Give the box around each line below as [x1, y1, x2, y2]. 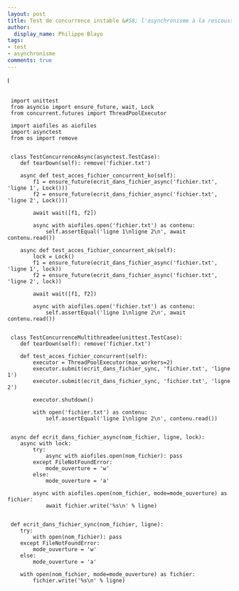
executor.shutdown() [33, 396, 94, 403]
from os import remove [10, 135, 78, 142]
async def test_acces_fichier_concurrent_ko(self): [20, 172, 176, 179]
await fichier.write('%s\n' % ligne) [45, 502, 158, 509]
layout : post [7, 10, 46, 18]
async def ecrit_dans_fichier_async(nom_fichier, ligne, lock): [10, 434, 205, 441]
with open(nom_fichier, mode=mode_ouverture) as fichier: [20, 570, 196, 577]
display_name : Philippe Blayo [14, 30, 103, 38]
